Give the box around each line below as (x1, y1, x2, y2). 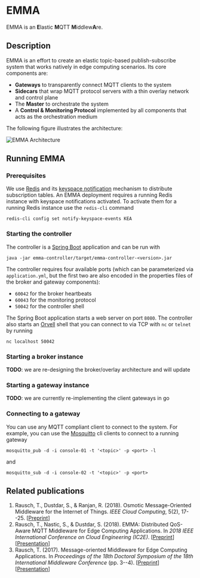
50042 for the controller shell (14, 302, 85, 309)
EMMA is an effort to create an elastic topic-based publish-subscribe (6, 56, 176, 64)
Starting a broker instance (6, 352, 84, 360)
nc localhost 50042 (6, 338, 55, 345)
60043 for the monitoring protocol (14, 296, 97, 303)
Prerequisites (6, 171, 46, 180)
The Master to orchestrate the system (14, 100, 109, 107)
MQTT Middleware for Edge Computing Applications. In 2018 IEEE (32, 527, 194, 534)
